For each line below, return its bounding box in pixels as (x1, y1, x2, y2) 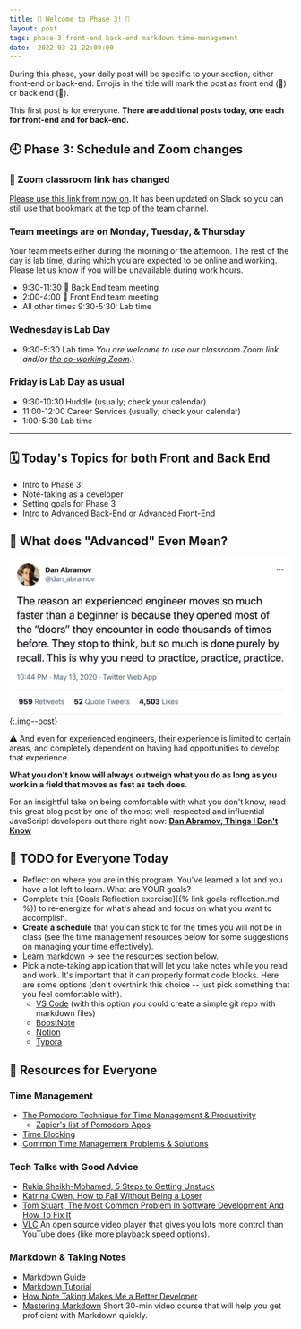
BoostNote (35, 1018, 76, 1029)
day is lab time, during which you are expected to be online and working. (9, 256, 278, 266)
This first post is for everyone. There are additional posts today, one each (9, 105, 285, 116)
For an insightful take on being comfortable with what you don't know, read (9, 796, 287, 807)
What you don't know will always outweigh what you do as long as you (9, 769, 278, 780)
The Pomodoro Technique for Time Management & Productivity (21, 1110, 257, 1121)
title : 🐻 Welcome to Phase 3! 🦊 (9, 14, 130, 23)
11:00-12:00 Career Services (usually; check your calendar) (21, 405, 242, 416)
